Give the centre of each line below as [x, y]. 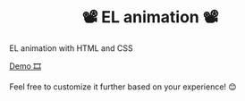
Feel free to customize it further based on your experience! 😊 [123, 87]
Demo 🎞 [25, 66]
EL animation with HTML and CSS [71, 48]
